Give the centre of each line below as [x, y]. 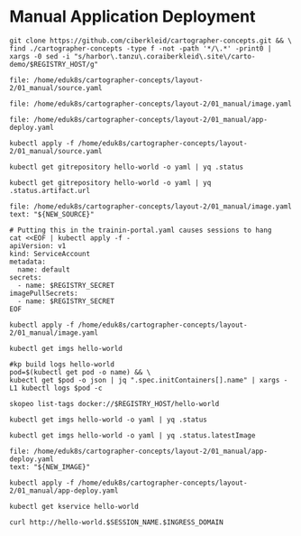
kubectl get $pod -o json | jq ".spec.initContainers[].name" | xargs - [149, 380]
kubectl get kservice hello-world [74, 506]
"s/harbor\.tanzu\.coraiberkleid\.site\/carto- [164, 56]
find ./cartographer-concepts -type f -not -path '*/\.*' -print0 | [141, 48]
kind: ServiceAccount [50, 254]
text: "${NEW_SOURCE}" [52, 214]
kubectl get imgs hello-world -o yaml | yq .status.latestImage [132, 435]
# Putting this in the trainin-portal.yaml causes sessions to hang [141, 230]
